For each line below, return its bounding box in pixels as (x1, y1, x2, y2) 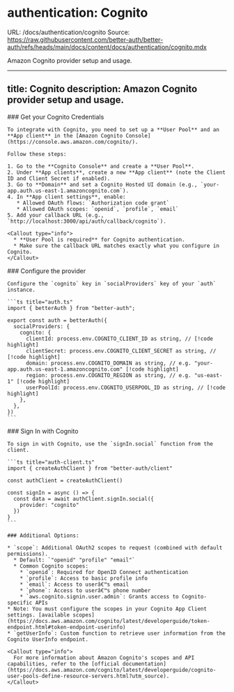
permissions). (7, 550, 49, 557)
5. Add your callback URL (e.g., (7, 212, 104, 219)
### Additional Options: (7, 532, 79, 539)
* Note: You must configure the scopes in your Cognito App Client (7, 605, 208, 612)
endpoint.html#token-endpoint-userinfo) (7, 624, 127, 631)
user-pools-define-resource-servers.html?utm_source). (7, 672, 170, 679)
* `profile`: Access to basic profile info (19, 575, 148, 582)
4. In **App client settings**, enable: (7, 193, 127, 200)
